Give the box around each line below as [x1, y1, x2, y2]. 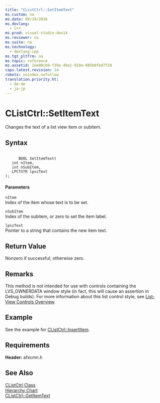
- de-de [9, 81, 26, 86]
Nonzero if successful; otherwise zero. [5, 255, 84, 261]
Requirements [5, 341, 50, 350]
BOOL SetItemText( [18, 156, 57, 161]
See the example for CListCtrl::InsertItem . [5, 326, 90, 332]
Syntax [5, 138, 28, 147]
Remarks [5, 270, 34, 278]
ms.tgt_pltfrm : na [5, 53, 43, 59]
